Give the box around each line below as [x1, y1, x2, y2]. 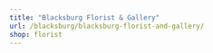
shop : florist [9, 30, 63, 39]
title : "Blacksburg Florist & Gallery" [9, 13, 160, 22]
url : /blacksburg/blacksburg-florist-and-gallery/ [9, 22, 205, 31]
